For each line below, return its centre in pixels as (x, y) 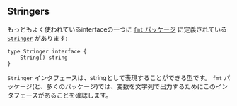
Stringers (28, 12)
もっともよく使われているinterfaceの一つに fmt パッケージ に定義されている (117, 29)
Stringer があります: (37, 38)
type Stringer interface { (47, 51)
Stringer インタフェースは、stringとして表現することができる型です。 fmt (115, 77)
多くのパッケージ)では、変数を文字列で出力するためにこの (131, 86)
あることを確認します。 (78, 95)
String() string (44, 58)
